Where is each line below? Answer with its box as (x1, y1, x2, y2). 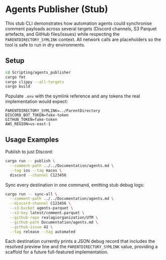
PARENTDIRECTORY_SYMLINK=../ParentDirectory (5, 108, 100, 113)
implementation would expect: (5, 99, 68, 105)
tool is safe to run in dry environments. (5, 41, 86, 48)
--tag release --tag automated (10, 229, 76, 234)
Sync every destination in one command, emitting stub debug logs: (5, 182, 145, 188)
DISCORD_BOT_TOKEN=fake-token (5, 113, 69, 118)
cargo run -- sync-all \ (5, 191, 58, 197)
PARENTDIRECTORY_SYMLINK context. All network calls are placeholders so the (5, 36, 161, 42)
